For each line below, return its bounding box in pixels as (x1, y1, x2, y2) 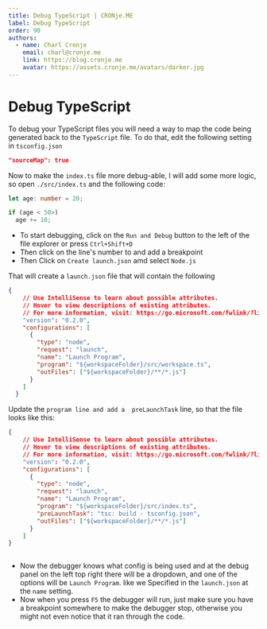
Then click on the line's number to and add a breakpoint (19, 247, 203, 257)
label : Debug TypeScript (8, 19, 91, 27)
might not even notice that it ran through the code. (19, 612, 185, 621)
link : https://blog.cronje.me (22, 56, 123, 64)
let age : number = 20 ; (8, 194, 83, 203)
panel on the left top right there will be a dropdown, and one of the (19, 569, 238, 579)
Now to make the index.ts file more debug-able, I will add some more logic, (8, 170, 257, 180)
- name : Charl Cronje (15, 41, 87, 49)
